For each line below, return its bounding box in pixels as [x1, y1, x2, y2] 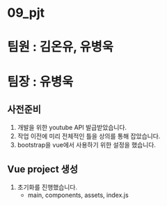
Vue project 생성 [7, 163, 79, 175]
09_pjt [7, 5, 45, 21]
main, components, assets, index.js [27, 191, 129, 200]
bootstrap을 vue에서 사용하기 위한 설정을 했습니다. [17, 141, 157, 149]
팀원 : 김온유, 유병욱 [7, 39, 113, 55]
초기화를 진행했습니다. [17, 183, 78, 191]
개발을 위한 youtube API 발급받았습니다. [17, 124, 127, 132]
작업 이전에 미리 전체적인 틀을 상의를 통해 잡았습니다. [17, 132, 161, 140]
